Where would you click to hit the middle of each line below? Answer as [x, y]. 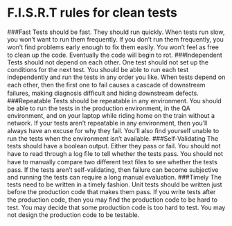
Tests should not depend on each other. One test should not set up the [108, 62]
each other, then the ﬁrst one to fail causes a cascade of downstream [106, 85]
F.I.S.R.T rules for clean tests [92, 13]
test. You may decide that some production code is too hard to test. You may [116, 207]
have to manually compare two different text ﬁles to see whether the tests [113, 162]
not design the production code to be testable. [73, 215]
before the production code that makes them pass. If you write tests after [111, 191]
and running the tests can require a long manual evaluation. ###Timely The [114, 177]
